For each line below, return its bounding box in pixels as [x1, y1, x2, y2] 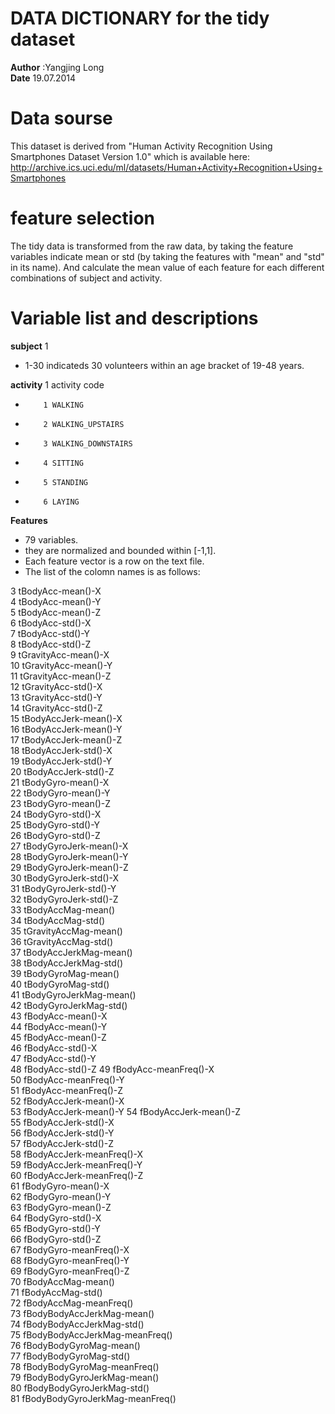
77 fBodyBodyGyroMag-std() [10, 1350, 131, 1362]
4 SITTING [43, 458, 84, 468]
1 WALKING [43, 400, 84, 410]
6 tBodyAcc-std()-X [10, 617, 92, 629]
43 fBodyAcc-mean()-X [10, 1010, 108, 1022]
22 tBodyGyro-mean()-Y [10, 787, 111, 799]
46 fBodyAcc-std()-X [10, 1042, 98, 1054]
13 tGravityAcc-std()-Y [10, 691, 103, 703]
